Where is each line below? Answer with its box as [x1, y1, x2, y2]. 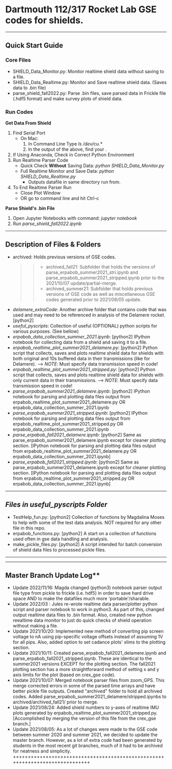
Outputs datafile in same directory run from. [28, 178, 121, 185]
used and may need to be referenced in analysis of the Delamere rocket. [12, 312, 165, 318]
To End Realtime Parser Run [12, 184, 72, 190]
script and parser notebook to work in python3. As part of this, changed [12, 606, 165, 613]
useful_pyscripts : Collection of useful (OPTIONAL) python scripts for [12, 322, 158, 329]
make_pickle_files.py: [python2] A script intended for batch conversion [12, 541, 162, 547]
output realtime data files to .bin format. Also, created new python [12, 612, 152, 618]
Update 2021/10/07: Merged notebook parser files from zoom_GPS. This [12, 677, 165, 683]
